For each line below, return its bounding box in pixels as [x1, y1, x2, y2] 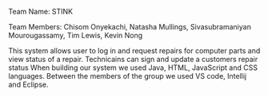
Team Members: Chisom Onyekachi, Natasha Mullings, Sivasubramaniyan [8, 22, 252, 31]
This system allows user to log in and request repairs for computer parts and [8, 46, 261, 55]
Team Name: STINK [8, 7, 74, 16]
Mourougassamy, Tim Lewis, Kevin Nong [8, 31, 143, 40]
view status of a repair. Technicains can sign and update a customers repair [8, 55, 258, 64]
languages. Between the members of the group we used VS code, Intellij [8, 72, 246, 80]
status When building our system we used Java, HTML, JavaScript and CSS [8, 63, 258, 72]
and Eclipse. [8, 80, 49, 89]
